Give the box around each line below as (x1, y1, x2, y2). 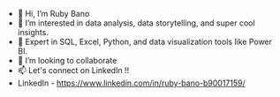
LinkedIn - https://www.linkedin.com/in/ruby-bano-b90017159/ (17, 78, 246, 88)
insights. (17, 27, 49, 37)
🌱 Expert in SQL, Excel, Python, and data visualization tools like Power (17, 36, 272, 47)
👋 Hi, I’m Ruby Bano (17, 9, 90, 19)
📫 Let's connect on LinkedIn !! (17, 65, 130, 75)
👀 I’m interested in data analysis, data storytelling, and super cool (17, 18, 255, 28)
